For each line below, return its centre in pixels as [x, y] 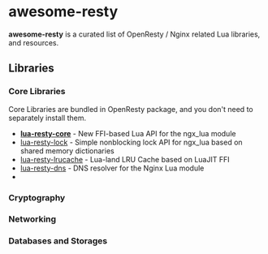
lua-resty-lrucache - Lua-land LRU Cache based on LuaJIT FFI [125, 159]
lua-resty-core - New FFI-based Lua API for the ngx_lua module [128, 133]
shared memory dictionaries [67, 151]
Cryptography [37, 197]
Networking [32, 219]
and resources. [34, 42]
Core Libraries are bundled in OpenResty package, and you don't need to [131, 109]
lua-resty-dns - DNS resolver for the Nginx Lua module [112, 168]
